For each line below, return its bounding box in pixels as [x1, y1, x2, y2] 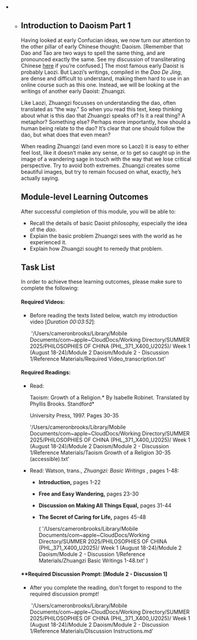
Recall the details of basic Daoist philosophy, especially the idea [29, 220, 187, 227]
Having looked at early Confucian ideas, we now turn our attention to [20, 37, 190, 44]
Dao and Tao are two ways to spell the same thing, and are [20, 49, 165, 56]
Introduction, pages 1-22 [38, 478, 101, 486]
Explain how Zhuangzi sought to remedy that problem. [29, 245, 163, 252]
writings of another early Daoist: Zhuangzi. [20, 88, 127, 95]
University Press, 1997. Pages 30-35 [29, 411, 119, 419]
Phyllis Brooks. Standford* [29, 400, 94, 407]
